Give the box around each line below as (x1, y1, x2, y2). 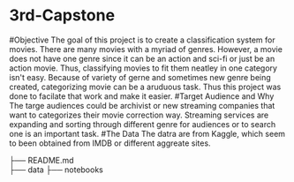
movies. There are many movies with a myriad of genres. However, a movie (9, 43, 283, 54)
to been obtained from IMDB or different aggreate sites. (9, 138, 211, 148)
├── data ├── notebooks (9, 164, 103, 175)
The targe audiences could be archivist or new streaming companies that (9, 100, 275, 110)
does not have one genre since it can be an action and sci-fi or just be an (9, 53, 275, 64)
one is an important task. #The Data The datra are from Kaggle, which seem (9, 128, 285, 139)
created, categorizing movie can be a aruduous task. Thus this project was (9, 81, 282, 92)
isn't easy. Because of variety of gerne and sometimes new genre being (9, 72, 271, 82)
